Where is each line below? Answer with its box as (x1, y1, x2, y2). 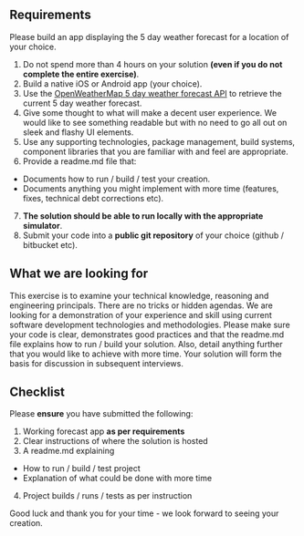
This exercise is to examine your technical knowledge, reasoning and (9, 290, 269, 301)
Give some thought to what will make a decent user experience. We (22, 107, 277, 118)
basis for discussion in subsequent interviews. (9, 357, 184, 368)
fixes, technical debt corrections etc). (22, 192, 164, 203)
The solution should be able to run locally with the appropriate (22, 210, 264, 222)
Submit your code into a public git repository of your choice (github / (22, 230, 285, 241)
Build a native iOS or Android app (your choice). (22, 77, 203, 89)
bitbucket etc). (22, 239, 78, 250)
